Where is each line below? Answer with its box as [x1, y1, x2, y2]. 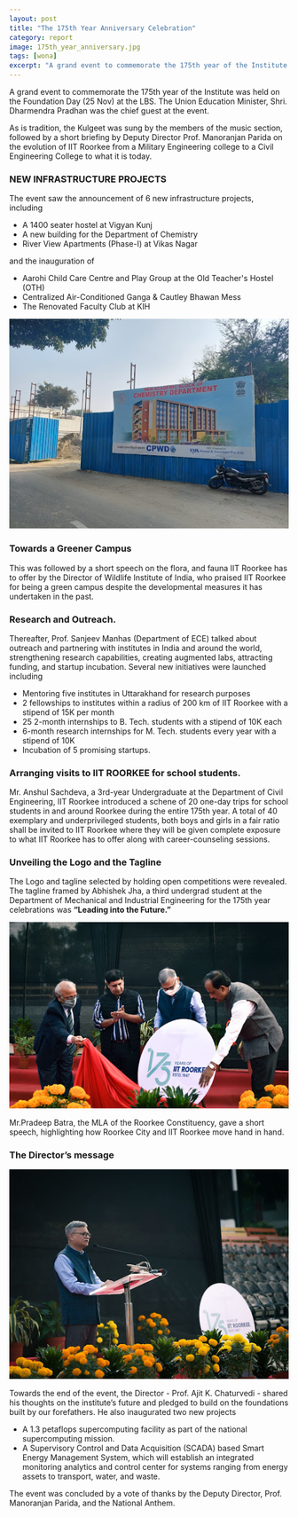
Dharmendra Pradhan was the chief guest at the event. [9, 106, 210, 115]
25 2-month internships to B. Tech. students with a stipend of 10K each [21, 716, 282, 727]
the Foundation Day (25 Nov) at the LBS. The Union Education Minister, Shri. [9, 96, 288, 106]
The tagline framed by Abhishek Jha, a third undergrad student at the [9, 885, 263, 896]
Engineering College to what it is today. [9, 151, 153, 161]
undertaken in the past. [9, 591, 95, 601]
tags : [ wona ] [9, 51, 58, 61]
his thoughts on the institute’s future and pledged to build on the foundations [9, 1397, 289, 1408]
